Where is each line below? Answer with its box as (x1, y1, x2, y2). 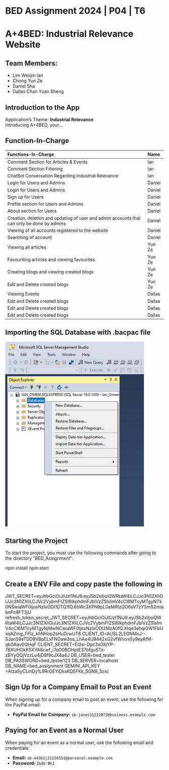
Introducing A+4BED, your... (5, 122, 63, 128)
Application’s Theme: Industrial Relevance (5, 117, 94, 122)
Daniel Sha (12, 83, 35, 89)
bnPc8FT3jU (5, 609, 32, 615)
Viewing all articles (7, 244, 47, 250)
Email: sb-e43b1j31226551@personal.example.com (12, 754, 113, 760)
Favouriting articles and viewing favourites (7, 257, 96, 263)
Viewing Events (7, 291, 39, 297)
